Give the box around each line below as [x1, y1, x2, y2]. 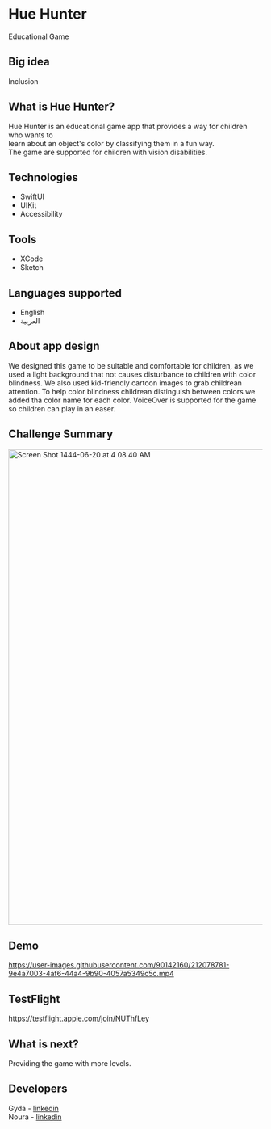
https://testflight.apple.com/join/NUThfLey [8, 1013, 150, 1023]
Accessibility [19, 209, 63, 219]
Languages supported [8, 286, 123, 300]
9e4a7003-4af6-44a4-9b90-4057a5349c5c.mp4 [8, 969, 175, 979]
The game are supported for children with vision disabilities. [8, 147, 208, 157]
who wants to [8, 130, 54, 140]
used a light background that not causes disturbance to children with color [8, 369, 256, 379]
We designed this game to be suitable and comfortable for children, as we [8, 360, 254, 370]
